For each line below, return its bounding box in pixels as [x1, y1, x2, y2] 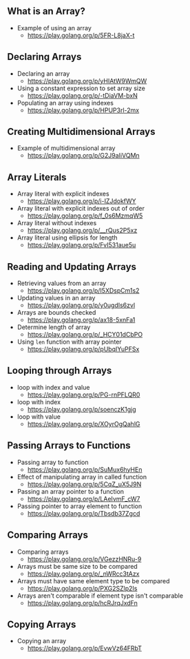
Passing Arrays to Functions [7, 440, 131, 452]
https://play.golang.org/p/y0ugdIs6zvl [27, 301, 136, 309]
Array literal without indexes [17, 219, 97, 227]
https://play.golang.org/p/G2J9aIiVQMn [27, 151, 140, 160]
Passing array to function [17, 458, 89, 466]
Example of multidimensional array [17, 144, 116, 152]
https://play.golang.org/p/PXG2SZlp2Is [27, 584, 138, 592]
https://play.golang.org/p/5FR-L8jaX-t [27, 31, 135, 39]
